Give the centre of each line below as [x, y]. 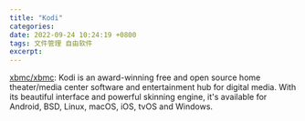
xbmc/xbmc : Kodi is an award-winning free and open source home [135, 77]
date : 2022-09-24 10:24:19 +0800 [73, 35]
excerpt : [26, 52]
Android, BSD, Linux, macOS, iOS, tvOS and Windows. [111, 106]
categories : [32, 26]
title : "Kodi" [37, 18]
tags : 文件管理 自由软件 [51, 43]
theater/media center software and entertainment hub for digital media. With [153, 87]
